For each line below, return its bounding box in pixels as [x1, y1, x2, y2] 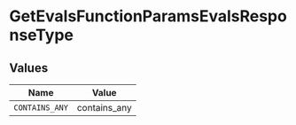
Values [9, 60, 49, 75]
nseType [9, 25, 74, 45]
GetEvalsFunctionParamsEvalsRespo [9, 6, 288, 27]
